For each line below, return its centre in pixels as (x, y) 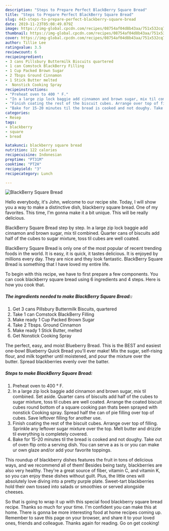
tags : (11, 122)
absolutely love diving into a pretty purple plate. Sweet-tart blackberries (80, 481)
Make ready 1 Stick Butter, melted (47, 330)
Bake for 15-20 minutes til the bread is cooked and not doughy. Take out (87, 439)
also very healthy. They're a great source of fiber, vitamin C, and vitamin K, (83, 471)
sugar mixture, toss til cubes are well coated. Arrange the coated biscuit (87, 402)
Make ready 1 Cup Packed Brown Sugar (53, 320)
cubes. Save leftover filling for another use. (57, 418)
